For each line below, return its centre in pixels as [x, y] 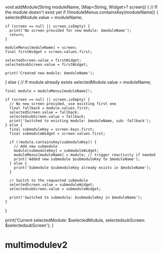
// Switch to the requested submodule [49, 181]
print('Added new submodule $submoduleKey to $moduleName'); [77, 159]
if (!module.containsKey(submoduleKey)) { [53, 142]
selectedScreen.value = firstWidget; [43, 60]
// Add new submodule [36, 146]
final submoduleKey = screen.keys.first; [52, 129]
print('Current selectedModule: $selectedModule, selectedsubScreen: [75, 220]
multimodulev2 [36, 245]
